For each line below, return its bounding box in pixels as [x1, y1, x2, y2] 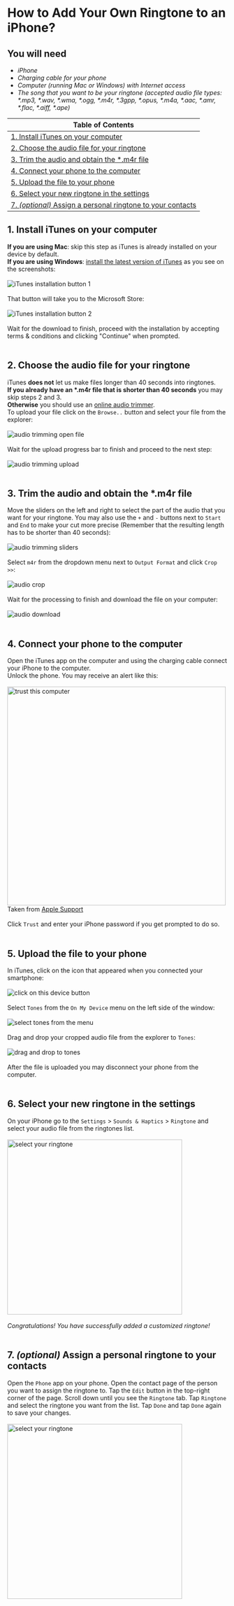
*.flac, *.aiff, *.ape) [17, 104, 71, 111]
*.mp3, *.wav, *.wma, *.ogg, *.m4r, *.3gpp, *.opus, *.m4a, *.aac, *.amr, [17, 96, 217, 104]
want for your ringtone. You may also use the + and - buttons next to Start [7, 513, 221, 522]
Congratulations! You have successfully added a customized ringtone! [7, 1321, 211, 1329]
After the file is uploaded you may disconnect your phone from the [7, 1063, 199, 1072]
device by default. [7, 250, 59, 258]
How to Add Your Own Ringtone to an [7, 5, 226, 21]
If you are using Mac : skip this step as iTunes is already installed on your [7, 242, 217, 251]
